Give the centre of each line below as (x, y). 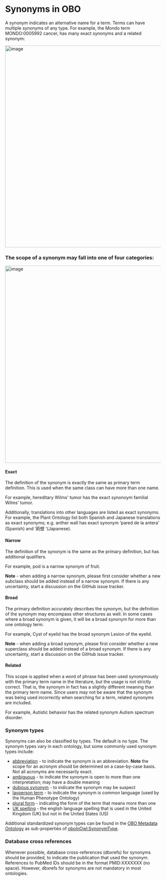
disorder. (14, 718)
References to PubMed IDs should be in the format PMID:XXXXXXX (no (78, 863)
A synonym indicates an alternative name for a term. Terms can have (75, 23)
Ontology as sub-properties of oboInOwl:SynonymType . (62, 829)
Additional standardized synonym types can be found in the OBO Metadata (82, 823)
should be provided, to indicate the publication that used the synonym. (77, 857)
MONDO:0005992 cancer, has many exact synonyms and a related (73, 33)
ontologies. (17, 873)
